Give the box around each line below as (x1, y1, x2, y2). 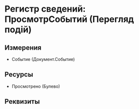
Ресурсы (4, 71, 34, 79)
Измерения (4, 43, 42, 52)
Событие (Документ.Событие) (11, 56, 75, 62)
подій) (4, 24, 32, 35)
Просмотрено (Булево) (11, 83, 60, 89)
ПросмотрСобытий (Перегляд (4, 14, 135, 25)
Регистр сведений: (4, 3, 86, 15)
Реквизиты (4, 97, 40, 106)
